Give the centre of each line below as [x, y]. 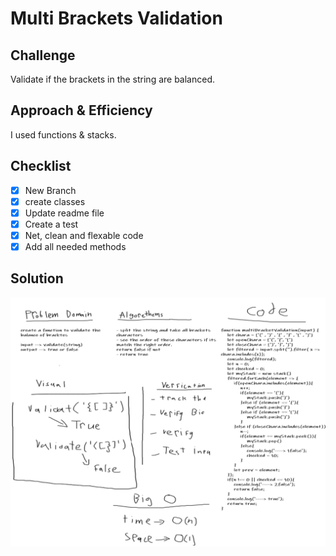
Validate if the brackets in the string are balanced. [113, 79]
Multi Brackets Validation [116, 18]
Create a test [51, 224]
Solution [37, 278]
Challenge [43, 55]
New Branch [50, 190]
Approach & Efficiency [81, 110]
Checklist [41, 166]
